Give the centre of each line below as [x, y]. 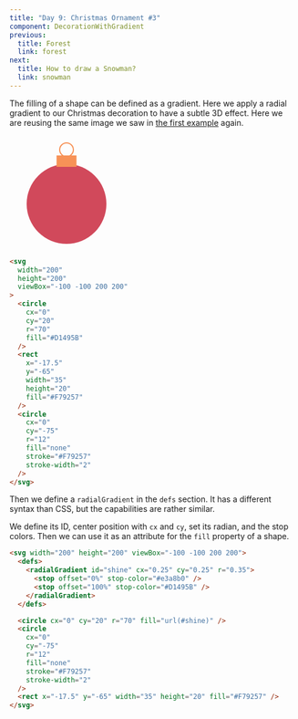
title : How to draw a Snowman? [77, 69]
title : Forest [44, 43]
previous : [28, 35]
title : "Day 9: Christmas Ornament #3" [85, 18]
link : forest [42, 52]
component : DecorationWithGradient [77, 26]
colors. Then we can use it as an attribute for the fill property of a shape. [149, 537]
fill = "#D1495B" [55, 338]
